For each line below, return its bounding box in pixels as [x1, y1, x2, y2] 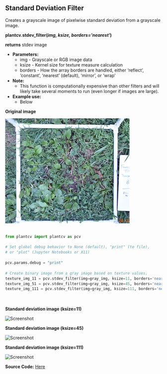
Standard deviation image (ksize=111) [5, 345, 83, 351]
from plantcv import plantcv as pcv [5, 234, 81, 239]
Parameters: [12, 51, 39, 57]
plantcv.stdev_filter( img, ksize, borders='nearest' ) [5, 32, 112, 38]
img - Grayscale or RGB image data [19, 57, 92, 63]
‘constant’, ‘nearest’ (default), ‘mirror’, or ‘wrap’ [19, 72, 116, 78]
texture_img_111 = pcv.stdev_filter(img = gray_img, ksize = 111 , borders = [5, 287, 157, 292]
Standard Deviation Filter [5, 4, 84, 12]
